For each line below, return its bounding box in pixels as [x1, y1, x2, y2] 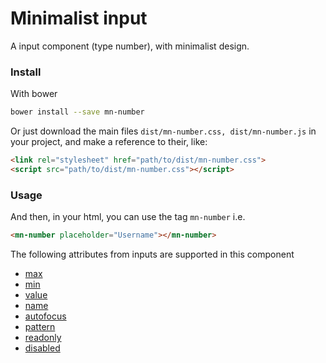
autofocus [24, 310, 67, 322]
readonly [24, 332, 62, 344]
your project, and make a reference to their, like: [10, 136, 208, 148]
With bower [10, 88, 58, 100]
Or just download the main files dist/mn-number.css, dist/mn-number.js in [10, 125, 317, 137]
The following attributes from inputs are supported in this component [10, 248, 295, 261]
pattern [24, 321, 56, 333]
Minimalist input [10, 7, 148, 30]
